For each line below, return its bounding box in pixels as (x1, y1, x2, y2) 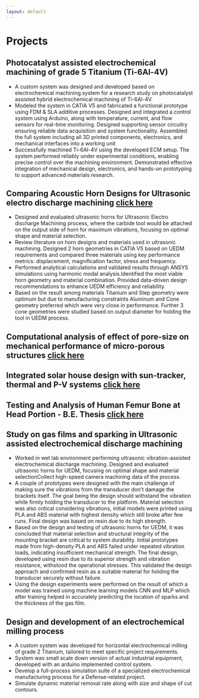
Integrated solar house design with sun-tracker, (6, 371, 187, 381)
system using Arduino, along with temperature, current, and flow (14, 114, 173, 122)
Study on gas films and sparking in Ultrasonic (6, 429, 178, 440)
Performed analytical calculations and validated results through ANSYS (14, 264, 188, 271)
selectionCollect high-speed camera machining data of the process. (14, 473, 181, 481)
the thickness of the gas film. (14, 599, 86, 607)
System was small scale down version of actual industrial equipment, (14, 655, 184, 662)
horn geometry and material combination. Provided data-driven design (14, 277, 188, 284)
